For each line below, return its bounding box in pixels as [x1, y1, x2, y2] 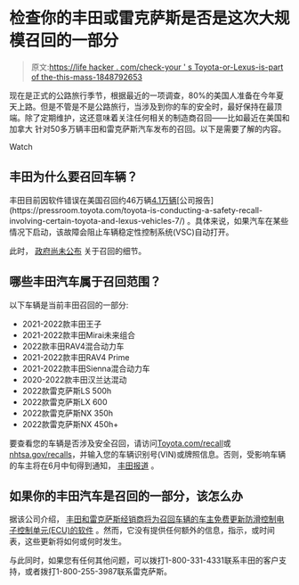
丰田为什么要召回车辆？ [9, 169, 138, 185]
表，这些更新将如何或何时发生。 [9, 536, 126, 547]
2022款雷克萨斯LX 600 [21, 396, 108, 407]
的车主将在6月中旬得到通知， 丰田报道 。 [9, 460, 159, 471]
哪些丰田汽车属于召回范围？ [9, 274, 162, 290]
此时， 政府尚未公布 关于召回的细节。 [9, 245, 147, 256]
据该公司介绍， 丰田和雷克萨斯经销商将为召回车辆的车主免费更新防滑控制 [9, 514, 277, 524]
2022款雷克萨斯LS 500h [21, 385, 112, 396]
